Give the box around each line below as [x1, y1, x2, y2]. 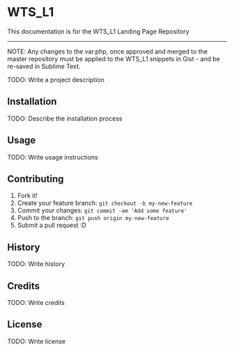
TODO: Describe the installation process [7, 114, 123, 123]
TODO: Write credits [7, 299, 65, 306]
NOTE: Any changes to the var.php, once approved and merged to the [7, 47, 208, 56]
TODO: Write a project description [7, 75, 104, 84]
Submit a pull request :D [17, 221, 87, 230]
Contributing [7, 173, 64, 185]
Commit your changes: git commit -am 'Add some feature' [17, 206, 188, 214]
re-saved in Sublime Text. [7, 62, 81, 70]
